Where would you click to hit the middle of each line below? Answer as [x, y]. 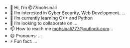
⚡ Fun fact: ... [23, 41]
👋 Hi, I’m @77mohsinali [33, 8]
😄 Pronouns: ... [26, 36]
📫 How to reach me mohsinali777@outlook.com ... [61, 29]
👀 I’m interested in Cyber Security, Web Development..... [67, 13]
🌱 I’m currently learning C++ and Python [51, 18]
